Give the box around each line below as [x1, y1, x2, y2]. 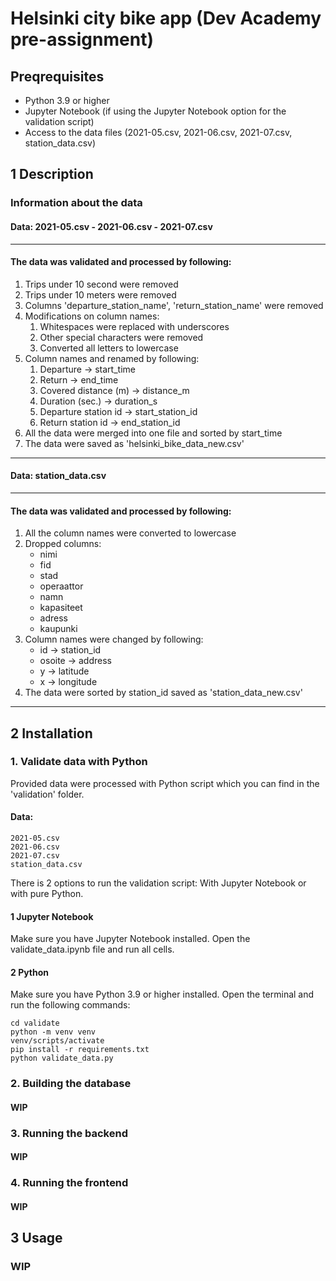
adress [39, 612, 69, 624]
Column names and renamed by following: [24, 352, 200, 364]
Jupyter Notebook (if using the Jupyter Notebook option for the [24, 105, 287, 117]
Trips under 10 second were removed [24, 278, 179, 290]
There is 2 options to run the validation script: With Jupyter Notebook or [10, 877, 307, 889]
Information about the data [10, 196, 143, 210]
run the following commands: [10, 999, 131, 1011]
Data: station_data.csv [10, 470, 107, 482]
